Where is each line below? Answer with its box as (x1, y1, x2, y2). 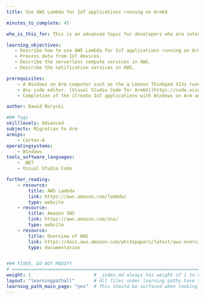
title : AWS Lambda (28, 188, 75, 194)
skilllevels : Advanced (6, 120, 64, 127)
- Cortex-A (17, 137, 45, 143)
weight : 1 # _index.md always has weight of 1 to (6, 272, 195, 278)
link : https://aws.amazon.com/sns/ (28, 216, 119, 222)
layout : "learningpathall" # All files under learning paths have (6, 278, 195, 284)
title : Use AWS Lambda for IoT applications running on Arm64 (6, 9, 168, 15)
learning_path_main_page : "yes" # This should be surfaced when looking (6, 283, 198, 289)
